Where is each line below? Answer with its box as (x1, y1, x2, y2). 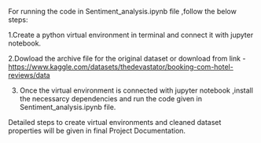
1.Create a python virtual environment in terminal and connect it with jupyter (8, 31, 254, 39)
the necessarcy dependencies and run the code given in (19, 94, 203, 103)
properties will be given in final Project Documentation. (8, 126, 186, 135)
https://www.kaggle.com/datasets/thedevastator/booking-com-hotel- (8, 62, 233, 71)
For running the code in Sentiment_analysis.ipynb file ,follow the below (8, 7, 237, 16)
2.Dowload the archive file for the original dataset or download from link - (8, 54, 246, 63)
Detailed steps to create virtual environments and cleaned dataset (8, 118, 222, 126)
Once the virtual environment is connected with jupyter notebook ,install (19, 86, 254, 95)
